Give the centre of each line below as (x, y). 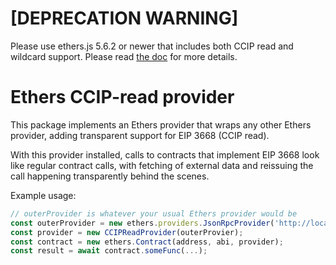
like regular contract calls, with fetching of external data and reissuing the (162, 165)
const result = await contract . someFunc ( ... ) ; (109, 251)
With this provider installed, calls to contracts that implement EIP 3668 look (165, 154)
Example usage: (43, 195)
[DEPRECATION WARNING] (124, 18)
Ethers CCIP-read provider (122, 97)
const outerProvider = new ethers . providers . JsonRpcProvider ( (142, 223)
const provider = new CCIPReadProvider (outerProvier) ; (127, 232)
